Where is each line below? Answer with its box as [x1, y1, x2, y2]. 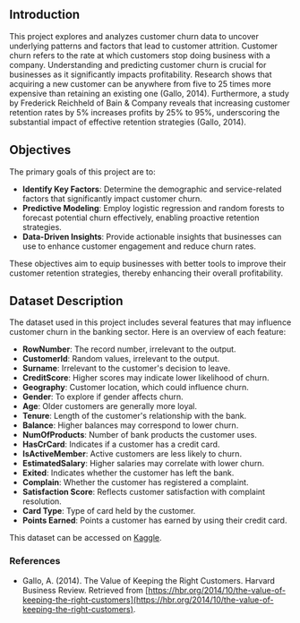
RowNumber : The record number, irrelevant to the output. [21, 344, 236, 354]
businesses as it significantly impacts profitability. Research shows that [9, 69, 272, 80]
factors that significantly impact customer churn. [21, 192, 203, 204]
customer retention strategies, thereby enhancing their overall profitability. [9, 268, 284, 278]
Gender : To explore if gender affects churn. [21, 391, 184, 402]
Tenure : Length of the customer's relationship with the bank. [21, 411, 247, 422]
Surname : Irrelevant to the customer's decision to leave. [21, 363, 231, 374]
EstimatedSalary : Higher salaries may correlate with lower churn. [21, 458, 265, 469]
